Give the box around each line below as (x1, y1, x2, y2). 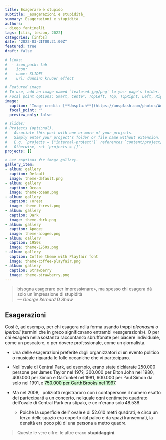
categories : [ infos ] (5, 35, 48, 40)
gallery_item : (5, 162, 35, 167)
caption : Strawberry (9, 268, 52, 273)
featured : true (5, 44, 37, 49)
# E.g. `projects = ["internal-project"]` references (5, 139, 123, 145)
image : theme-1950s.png (9, 245, 58, 250)
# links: (5, 57, 23, 62)
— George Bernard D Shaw (17, 296, 73, 302)
